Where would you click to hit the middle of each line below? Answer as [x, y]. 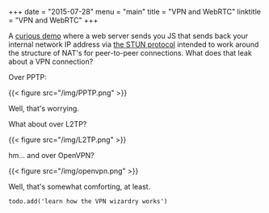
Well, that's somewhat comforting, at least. [80, 186]
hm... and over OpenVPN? [51, 155]
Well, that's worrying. [44, 109]
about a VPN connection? [51, 61]
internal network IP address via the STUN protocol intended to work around [134, 44]
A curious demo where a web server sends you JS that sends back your [128, 36]
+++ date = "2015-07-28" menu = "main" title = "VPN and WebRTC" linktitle [134, 12]
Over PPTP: [27, 77]
